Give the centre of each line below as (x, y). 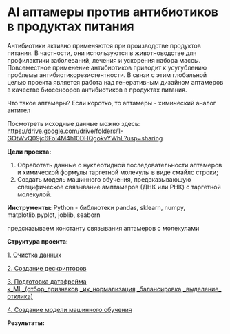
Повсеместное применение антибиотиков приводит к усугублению (107, 67)
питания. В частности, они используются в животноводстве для (102, 53)
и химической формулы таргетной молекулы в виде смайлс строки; (118, 172)
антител (19, 110)
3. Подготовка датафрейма (47, 281)
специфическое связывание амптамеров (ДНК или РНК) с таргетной (119, 187)
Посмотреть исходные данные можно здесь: (74, 123)
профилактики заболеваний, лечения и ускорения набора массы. (104, 60)
